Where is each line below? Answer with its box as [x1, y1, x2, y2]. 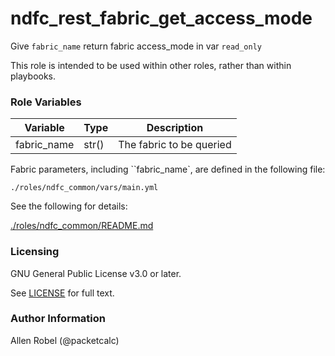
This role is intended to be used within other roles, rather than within [10, 59, 292, 71]
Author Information [10, 312, 107, 326]
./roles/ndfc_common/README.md [10, 220, 154, 232]
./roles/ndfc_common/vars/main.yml [10, 183, 159, 193]
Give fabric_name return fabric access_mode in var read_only [10, 40, 262, 52]
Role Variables [10, 95, 82, 109]
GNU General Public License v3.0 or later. [10, 267, 182, 279]
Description [146, 121, 204, 135]
